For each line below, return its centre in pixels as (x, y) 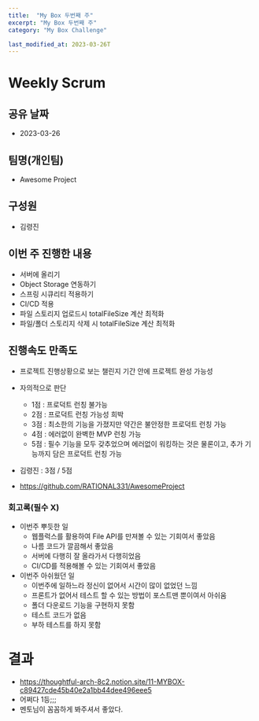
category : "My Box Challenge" (58, 30)
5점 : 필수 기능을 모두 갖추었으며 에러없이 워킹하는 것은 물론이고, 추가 (137, 443)
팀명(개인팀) (36, 160)
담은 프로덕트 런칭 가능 (87, 454)
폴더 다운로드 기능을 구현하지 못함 (83, 605)
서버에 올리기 (40, 274)
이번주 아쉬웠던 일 (47, 576)
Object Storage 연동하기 (58, 284)
